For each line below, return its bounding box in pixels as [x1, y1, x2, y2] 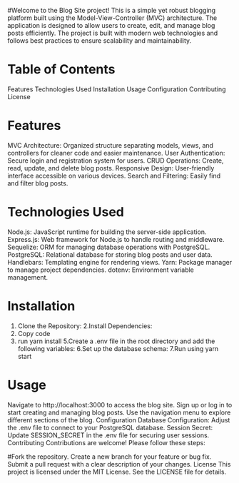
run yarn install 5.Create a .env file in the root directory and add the [17, 337, 215, 345]
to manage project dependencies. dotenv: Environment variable [7, 265, 195, 274]
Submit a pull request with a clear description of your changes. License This [7, 459, 231, 468]
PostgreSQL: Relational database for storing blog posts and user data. [7, 250, 213, 259]
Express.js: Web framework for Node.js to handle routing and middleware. [7, 235, 225, 243]
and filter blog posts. [7, 178, 68, 188]
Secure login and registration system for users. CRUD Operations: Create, [7, 156, 224, 165]
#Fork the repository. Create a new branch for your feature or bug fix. [7, 452, 212, 461]
